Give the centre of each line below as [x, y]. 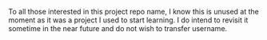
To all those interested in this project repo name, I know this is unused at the [134, 12]
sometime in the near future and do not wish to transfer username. [118, 28]
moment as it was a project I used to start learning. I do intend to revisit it [128, 20]
